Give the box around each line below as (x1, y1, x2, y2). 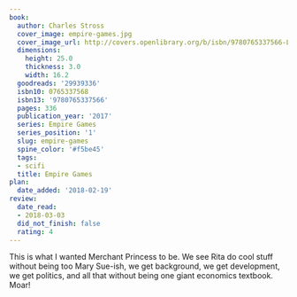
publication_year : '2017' (17, 112, 113, 121)
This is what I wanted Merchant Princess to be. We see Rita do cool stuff (9, 252, 274, 262)
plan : (9, 178, 29, 187)
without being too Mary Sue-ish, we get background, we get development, (9, 261, 280, 271)
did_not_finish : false (17, 219, 101, 228)
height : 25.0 (25, 54, 73, 63)
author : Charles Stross (17, 21, 104, 30)
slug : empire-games (17, 137, 89, 145)
